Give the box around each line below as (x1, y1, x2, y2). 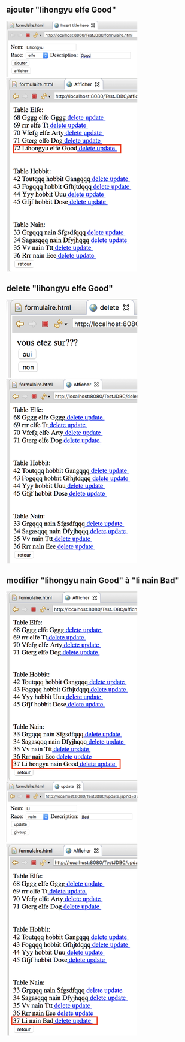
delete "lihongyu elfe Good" (6, 283, 113, 293)
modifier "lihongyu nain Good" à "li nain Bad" (6, 575, 180, 585)
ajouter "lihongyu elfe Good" (6, 5, 117, 15)
